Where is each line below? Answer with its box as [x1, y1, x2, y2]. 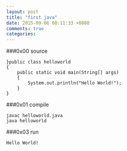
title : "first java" [6, 14, 58, 20]
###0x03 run [6, 128, 39, 135]
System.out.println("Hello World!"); [28, 80, 122, 86]
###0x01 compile [6, 101, 49, 108]
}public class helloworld [6, 59, 71, 65]
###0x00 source [6, 47, 48, 55]
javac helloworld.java [6, 113, 63, 119]
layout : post [6, 8, 39, 15]
